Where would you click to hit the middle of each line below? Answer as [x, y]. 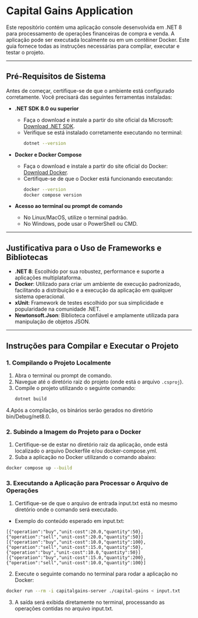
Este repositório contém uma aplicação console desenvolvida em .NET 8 [94, 27]
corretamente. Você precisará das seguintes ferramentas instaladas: [89, 97]
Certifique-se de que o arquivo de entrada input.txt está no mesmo [96, 503]
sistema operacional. [40, 297]
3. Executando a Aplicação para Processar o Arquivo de [88, 483]
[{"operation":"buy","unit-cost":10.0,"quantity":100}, [76, 542]
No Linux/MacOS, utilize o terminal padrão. [76, 217]
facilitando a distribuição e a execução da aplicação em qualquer [94, 290]
